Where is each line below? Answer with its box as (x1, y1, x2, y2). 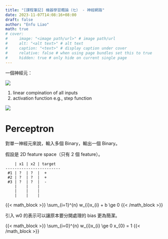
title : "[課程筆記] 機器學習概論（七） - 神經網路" (5, 7, 105, 13)
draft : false (5, 17, 33, 22)
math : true (5, 27, 29, 32)
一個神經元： (5, 70, 32, 76)
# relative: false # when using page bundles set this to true (5, 50, 153, 55)
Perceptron (5, 123, 54, 134)
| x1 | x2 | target (14, 162, 56, 167)
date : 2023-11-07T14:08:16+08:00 (5, 12, 77, 17)
